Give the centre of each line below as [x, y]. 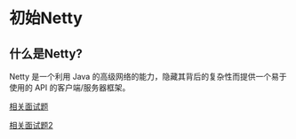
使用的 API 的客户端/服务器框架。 [70, 88]
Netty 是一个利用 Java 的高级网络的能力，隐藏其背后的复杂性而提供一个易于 [148, 77]
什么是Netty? [46, 54]
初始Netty [46, 18]
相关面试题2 [31, 125]
